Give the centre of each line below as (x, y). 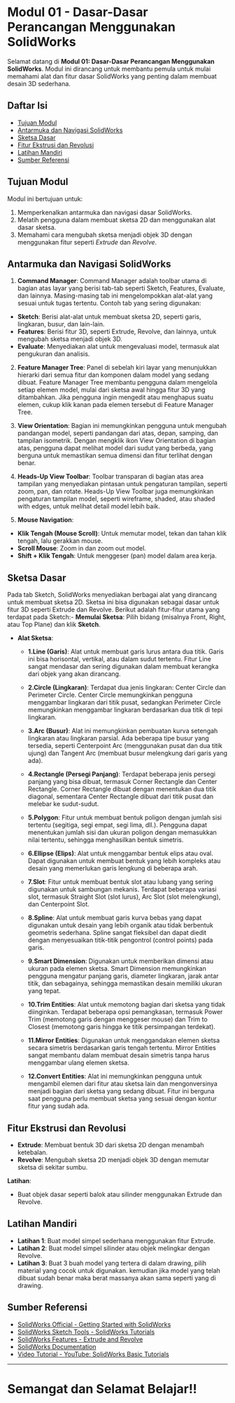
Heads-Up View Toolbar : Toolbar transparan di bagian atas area (111, 476)
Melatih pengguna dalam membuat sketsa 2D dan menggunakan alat (116, 220)
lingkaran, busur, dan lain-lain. (61, 324)
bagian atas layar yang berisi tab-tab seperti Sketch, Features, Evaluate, (121, 289)
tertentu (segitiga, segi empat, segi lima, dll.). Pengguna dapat (117, 825)
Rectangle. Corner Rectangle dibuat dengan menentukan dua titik (122, 789)
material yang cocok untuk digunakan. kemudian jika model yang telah (119, 1270)
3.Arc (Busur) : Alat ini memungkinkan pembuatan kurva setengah (123, 731)
